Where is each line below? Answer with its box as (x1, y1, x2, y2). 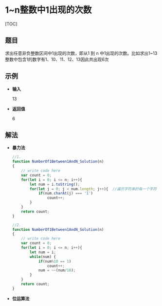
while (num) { (30, 254, 56, 259)
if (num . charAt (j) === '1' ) (38, 191, 93, 196)
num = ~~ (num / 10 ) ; (38, 268, 76, 273)
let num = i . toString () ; (30, 182, 80, 187)
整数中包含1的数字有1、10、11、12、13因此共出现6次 (5, 56, 109, 62)
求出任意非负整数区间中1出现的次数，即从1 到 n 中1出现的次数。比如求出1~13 (5, 50, 158, 56)
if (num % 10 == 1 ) (38, 259, 72, 264)
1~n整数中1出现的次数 (5, 4, 92, 16)
